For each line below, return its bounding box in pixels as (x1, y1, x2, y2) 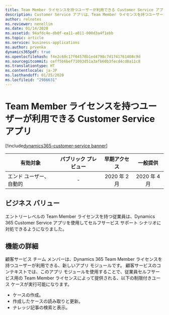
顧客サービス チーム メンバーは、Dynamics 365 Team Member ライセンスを (5, 256, 162, 262)
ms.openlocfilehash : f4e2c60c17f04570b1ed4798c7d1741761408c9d (5, 54, 141, 59)
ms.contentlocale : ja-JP (5, 68, 57, 73)
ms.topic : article (5, 36, 44, 41)
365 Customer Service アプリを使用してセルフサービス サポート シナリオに (5, 220, 161, 226)
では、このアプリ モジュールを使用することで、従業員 (27, 269, 138, 275)
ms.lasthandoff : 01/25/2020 (5, 73, 64, 78)
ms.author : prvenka (5, 45, 46, 50)
